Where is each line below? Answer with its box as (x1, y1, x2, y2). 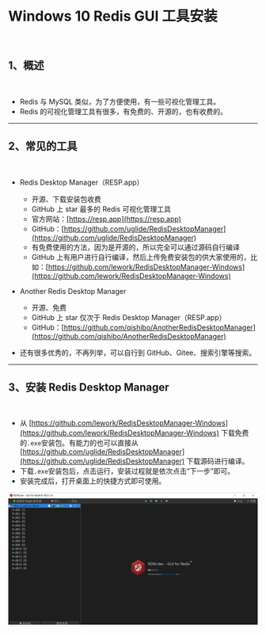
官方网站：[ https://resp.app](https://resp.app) (31, 214, 182, 223)
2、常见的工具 (8, 139, 78, 153)
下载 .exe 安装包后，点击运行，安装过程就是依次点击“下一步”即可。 (19, 467, 235, 476)
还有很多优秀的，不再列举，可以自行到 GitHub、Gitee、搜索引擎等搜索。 (19, 348, 256, 357)
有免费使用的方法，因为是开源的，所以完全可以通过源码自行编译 (31, 242, 240, 252)
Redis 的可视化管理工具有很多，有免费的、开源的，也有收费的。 (19, 106, 228, 116)
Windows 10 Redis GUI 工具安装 (8, 7, 218, 25)
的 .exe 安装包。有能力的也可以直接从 (19, 438, 139, 448)
